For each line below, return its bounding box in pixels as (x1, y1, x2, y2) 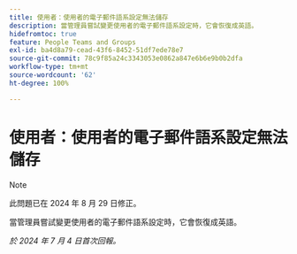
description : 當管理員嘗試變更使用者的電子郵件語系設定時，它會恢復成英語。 (9, 21, 258, 30)
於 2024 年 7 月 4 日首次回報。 (9, 235, 121, 246)
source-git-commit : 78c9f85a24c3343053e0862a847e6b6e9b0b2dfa (9, 54, 243, 63)
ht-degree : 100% (9, 79, 69, 88)
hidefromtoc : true (9, 29, 77, 38)
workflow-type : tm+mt (9, 63, 89, 72)
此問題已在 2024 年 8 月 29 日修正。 (9, 197, 141, 208)
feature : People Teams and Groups (9, 37, 137, 47)
